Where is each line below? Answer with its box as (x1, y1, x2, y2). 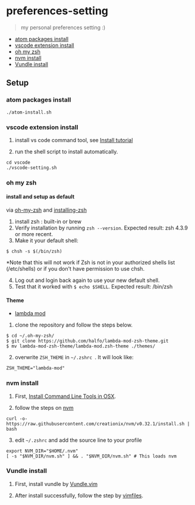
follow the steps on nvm (14, 404, 74, 411)
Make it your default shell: (14, 237, 78, 244)
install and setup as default (6, 193, 75, 200)
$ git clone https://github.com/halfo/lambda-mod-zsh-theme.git (6, 338, 169, 344)
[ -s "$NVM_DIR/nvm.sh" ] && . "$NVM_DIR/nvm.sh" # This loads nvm (6, 453, 177, 459)
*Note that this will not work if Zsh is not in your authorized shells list (6, 259, 175, 266)
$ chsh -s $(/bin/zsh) (6, 249, 62, 255)
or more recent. (14, 231, 54, 238)
